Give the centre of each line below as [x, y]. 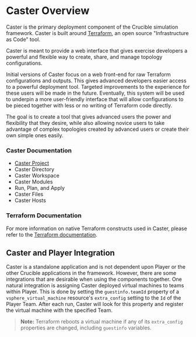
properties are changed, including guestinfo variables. [86, 328]
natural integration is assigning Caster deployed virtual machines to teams [95, 286]
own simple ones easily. [35, 135]
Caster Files [29, 194]
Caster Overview [48, 11]
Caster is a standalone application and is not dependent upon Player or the [96, 267]
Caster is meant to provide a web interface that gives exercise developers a [97, 50]
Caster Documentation [39, 150]
